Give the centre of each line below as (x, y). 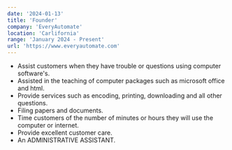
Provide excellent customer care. (65, 133)
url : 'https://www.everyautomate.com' (64, 46)
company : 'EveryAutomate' (45, 27)
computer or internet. (48, 125)
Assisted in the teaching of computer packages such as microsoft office (121, 81)
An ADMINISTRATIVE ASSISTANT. (66, 140)
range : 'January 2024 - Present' (56, 40)
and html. (31, 88)
